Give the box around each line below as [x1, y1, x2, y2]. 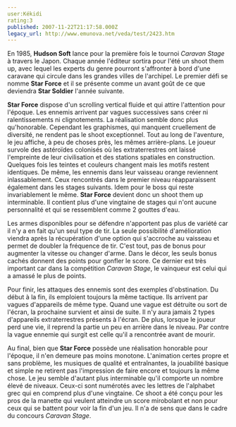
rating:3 [7, 17, 33, 24]
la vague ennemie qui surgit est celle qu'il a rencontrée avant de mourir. [7, 330, 216, 339]
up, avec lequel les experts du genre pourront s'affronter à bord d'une [7, 64, 211, 73]
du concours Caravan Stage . [7, 411, 92, 420]
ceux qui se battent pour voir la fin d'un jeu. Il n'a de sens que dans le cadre [7, 404, 228, 413]
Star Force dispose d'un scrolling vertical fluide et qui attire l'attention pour [7, 100, 225, 109]
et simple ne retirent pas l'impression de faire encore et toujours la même [7, 366, 220, 375]
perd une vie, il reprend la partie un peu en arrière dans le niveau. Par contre [7, 323, 230, 332]
